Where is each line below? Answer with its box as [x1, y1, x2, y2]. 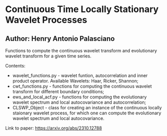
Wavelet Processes [5, 14, 88, 26]
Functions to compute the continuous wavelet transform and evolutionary [5, 48, 157, 53]
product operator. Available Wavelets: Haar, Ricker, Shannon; [12, 78, 138, 84]
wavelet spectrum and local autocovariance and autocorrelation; [12, 99, 146, 105]
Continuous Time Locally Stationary [5, 4, 159, 15]
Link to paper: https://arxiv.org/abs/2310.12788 [5, 125, 102, 131]
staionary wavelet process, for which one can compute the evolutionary [12, 110, 161, 116]
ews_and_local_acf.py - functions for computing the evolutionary [12, 94, 147, 100]
